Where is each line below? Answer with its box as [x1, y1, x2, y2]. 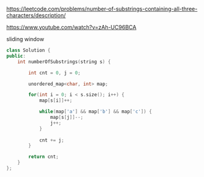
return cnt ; [28, 154, 59, 160]
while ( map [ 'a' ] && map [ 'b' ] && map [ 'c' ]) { [39, 108, 152, 115]
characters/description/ [6, 12, 66, 19]
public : [6, 53, 26, 59]
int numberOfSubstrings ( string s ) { [17, 58, 111, 65]
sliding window [6, 36, 45, 42]
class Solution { [6, 47, 51, 53]
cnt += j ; [39, 137, 64, 143]
